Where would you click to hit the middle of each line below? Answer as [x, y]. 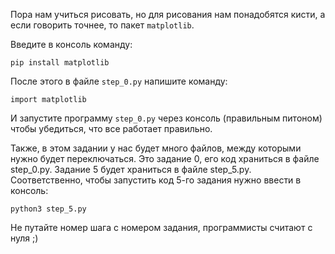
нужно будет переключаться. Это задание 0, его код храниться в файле [165, 158]
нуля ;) [24, 238]
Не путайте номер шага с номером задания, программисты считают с [161, 227]
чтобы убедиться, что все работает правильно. [111, 128]
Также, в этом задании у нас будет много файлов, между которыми [156, 148]
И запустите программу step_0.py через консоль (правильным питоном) [166, 118]
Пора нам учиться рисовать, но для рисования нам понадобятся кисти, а [168, 14]
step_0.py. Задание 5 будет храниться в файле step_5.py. [131, 169]
